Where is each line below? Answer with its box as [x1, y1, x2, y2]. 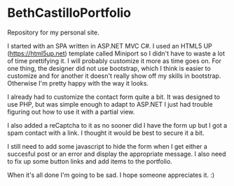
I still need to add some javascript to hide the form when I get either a [7, 142, 208, 150]
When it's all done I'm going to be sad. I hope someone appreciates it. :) [7, 171, 215, 179]
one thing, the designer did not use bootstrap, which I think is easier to [7, 64, 212, 72]
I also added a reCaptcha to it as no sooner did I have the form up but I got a [7, 121, 228, 129]
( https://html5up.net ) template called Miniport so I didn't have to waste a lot [7, 49, 226, 58]
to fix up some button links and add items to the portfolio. [7, 157, 173, 166]
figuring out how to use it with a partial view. [7, 107, 135, 116]
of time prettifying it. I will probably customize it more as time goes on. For [7, 56, 222, 65]
